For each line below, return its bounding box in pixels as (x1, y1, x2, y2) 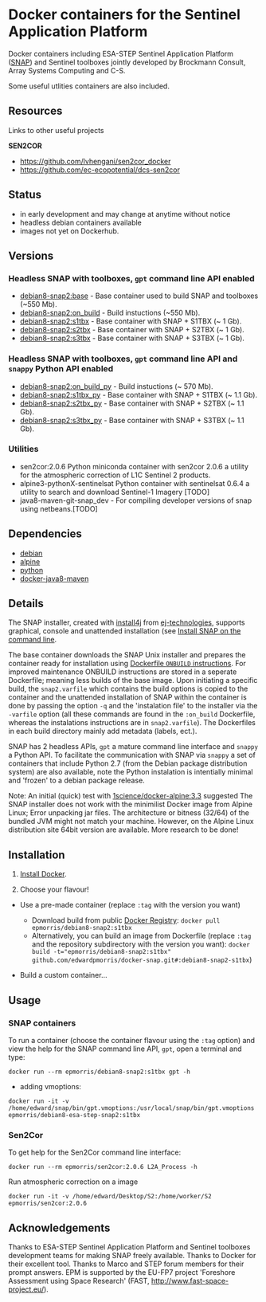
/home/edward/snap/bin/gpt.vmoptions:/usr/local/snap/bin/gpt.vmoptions (8, 1104, 255, 1112)
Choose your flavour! (19, 884, 89, 894)
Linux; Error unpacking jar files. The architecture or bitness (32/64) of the (8, 808, 249, 818)
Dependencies (8, 527, 82, 541)
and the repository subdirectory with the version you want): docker (31, 939, 251, 949)
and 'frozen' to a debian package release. (8, 775, 145, 786)
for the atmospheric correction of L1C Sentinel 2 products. (19, 470, 211, 480)
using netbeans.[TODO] (19, 504, 98, 513)
